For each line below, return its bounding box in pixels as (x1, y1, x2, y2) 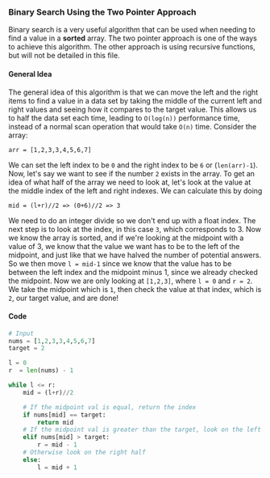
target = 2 (8, 345, 45, 353)
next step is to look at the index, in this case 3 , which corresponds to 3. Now (8, 224, 262, 234)
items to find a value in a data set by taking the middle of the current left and (8, 95, 262, 105)
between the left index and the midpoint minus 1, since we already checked (8, 267, 258, 277)
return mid (37, 418, 74, 426)
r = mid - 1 (37, 441, 78, 449)
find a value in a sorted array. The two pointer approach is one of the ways (8, 33, 258, 43)
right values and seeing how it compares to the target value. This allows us (8, 104, 257, 114)
